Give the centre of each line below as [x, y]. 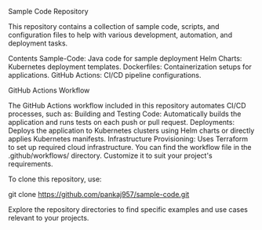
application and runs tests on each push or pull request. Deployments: [122, 122]
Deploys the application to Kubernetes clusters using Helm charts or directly [131, 130]
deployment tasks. [38, 43]
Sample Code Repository [48, 11]
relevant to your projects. [49, 218]
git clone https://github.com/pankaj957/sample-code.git [99, 194]
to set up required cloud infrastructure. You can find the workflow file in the [130, 147]
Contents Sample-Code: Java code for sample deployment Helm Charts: [125, 58]
